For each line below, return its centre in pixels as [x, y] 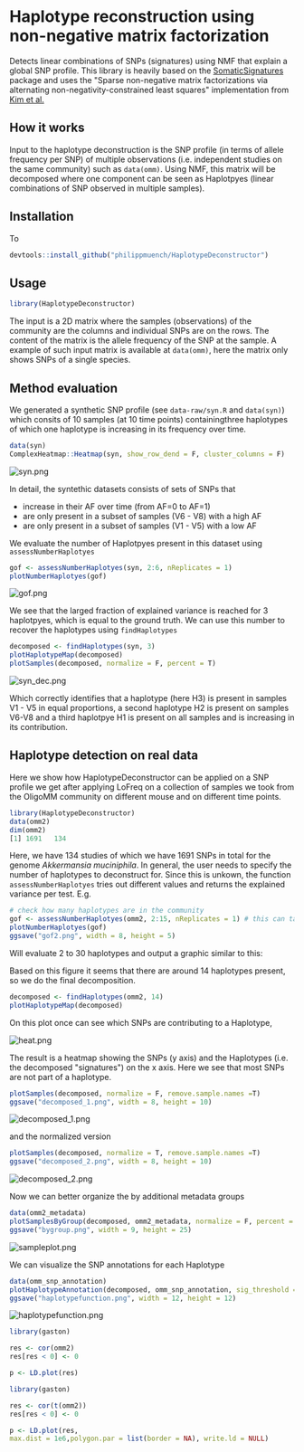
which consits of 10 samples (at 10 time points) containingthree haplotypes [148, 419]
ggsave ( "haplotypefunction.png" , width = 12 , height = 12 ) [123, 1298]
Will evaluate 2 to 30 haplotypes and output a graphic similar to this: [136, 953]
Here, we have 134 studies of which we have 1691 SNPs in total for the [140, 856]
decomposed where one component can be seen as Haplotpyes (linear [142, 178]
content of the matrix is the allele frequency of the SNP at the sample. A [143, 340]
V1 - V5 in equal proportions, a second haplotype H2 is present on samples [149, 708]
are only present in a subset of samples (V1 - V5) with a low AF [140, 526]
